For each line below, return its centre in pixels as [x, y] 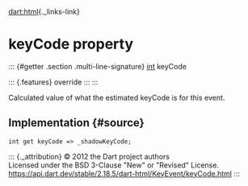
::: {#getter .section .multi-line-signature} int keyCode [98, 66]
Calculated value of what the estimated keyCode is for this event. [117, 97]
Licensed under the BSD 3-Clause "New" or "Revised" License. [114, 165]
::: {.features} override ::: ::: [53, 82]
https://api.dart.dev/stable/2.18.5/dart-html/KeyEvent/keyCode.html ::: [124, 173]
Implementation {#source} [77, 123]
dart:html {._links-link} [44, 12]
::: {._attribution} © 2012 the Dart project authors [89, 156]
